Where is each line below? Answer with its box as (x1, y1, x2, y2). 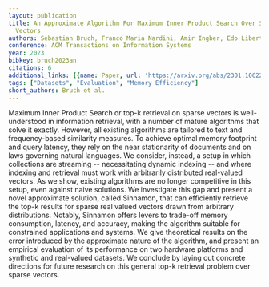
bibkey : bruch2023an (8, 57, 78, 65)
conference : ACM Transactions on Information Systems (8, 42, 192, 50)
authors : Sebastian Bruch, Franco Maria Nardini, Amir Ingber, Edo (8, 34, 239, 42)
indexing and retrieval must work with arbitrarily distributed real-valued (8, 168, 243, 177)
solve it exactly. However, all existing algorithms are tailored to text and (8, 125, 243, 135)
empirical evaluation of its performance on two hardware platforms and (8, 245, 243, 254)
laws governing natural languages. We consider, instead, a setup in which (8, 151, 251, 160)
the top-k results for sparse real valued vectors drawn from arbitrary (8, 202, 235, 212)
